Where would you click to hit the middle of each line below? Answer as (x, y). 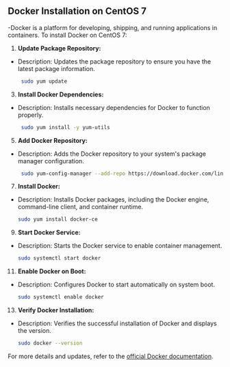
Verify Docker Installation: (56, 310)
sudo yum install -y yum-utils (65, 127)
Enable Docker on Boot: (52, 271)
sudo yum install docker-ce (57, 219)
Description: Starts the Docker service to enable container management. (120, 246)
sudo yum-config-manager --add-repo (73, 174)
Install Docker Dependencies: (61, 94)
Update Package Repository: (59, 48)
